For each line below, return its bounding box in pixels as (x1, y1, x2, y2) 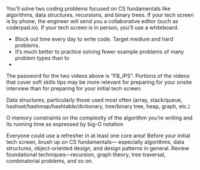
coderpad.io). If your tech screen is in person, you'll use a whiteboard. (6, 24, 179, 31)
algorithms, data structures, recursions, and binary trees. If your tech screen (6, 11, 194, 18)
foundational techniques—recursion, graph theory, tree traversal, (6, 151, 166, 158)
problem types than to (14, 55, 70, 61)
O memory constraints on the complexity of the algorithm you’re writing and (6, 114, 193, 121)
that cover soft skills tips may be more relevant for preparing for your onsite (6, 78, 192, 86)
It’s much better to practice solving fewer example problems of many (14, 48, 184, 55)
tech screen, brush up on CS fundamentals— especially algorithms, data (6, 138, 184, 145)
